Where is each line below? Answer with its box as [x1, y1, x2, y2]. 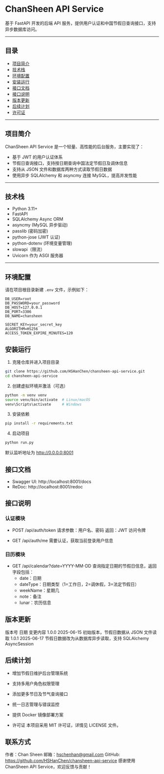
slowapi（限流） [12, 246, 45, 252]
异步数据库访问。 [5, 26, 40, 32]
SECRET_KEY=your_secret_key [5, 322, 62, 327]
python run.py [5, 440, 34, 445]
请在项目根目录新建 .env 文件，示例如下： [5, 287, 89, 293]
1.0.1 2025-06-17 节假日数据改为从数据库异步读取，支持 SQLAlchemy [10, 635, 149, 641]
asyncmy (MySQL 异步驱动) [12, 222, 68, 228]
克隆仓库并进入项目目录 [12, 359, 60, 365]
